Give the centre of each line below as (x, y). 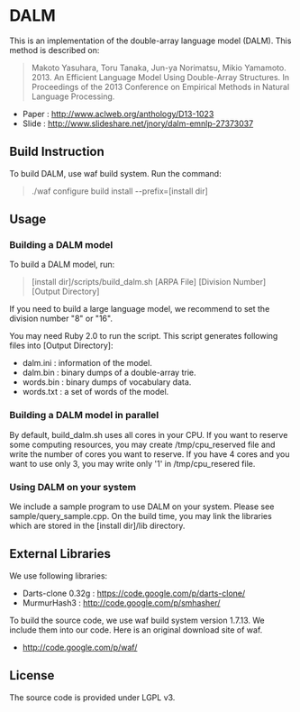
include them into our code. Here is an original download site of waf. (136, 630)
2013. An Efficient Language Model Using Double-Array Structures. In (160, 77)
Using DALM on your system (73, 487)
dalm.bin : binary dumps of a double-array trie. (109, 373)
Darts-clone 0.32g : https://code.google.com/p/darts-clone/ (134, 593)
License (32, 675)
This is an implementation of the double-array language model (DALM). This (150, 41)
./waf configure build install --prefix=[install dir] (120, 191)
